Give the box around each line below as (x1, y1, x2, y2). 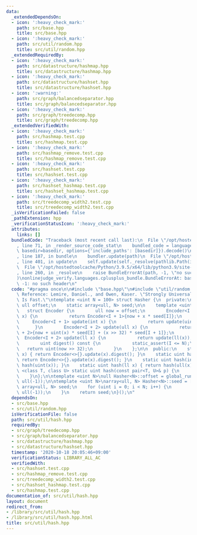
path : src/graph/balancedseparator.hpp (16, 95, 114, 101)
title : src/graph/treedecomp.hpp (16, 118, 98, 124)
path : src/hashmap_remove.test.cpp (16, 150, 104, 156)
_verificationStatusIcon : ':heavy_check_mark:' (11, 221, 130, 227)
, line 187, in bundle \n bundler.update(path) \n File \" (16, 253, 169, 259)
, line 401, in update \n (16, 259, 77, 265)
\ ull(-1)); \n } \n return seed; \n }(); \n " (16, 390, 135, 396)
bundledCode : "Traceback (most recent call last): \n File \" (11, 237, 167, 243)
